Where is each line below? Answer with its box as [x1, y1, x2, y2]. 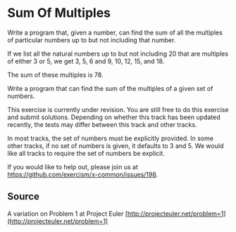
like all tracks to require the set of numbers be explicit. [7, 149, 166, 157]
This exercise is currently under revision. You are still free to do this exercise [7, 105, 229, 114]
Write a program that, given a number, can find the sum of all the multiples [7, 28, 223, 37]
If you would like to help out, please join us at [7, 162, 139, 171]
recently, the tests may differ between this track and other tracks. [7, 120, 197, 128]
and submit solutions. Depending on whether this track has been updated [7, 113, 221, 121]
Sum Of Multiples [7, 5, 111, 21]
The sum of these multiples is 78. [7, 71, 104, 79]
